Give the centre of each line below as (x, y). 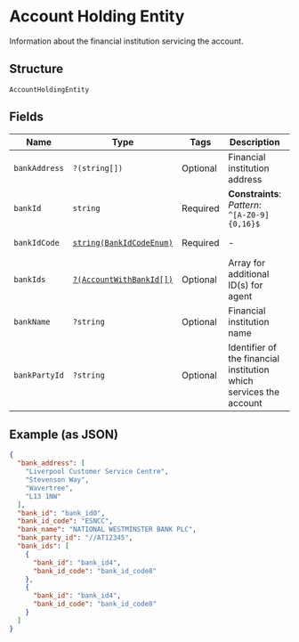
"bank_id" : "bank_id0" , (61, 513)
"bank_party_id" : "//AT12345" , (75, 538)
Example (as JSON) (64, 434)
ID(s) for (246, 285)
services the (254, 392)
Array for (246, 263)
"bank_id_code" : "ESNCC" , (65, 521)
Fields (27, 117)
